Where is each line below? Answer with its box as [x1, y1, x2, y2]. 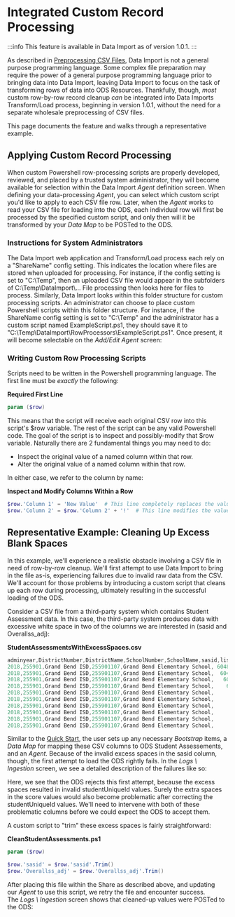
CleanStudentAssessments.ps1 [7, 835, 101, 843]
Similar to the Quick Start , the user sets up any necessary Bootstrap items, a [7, 735, 227, 743]
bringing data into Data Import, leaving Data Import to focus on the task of [7, 78, 220, 86]
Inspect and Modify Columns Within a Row [7, 487, 134, 495]
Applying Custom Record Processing [7, 149, 172, 161]
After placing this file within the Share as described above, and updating [7, 881, 215, 889]
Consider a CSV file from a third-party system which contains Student [7, 607, 209, 615]
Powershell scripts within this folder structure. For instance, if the [7, 306, 195, 314]
